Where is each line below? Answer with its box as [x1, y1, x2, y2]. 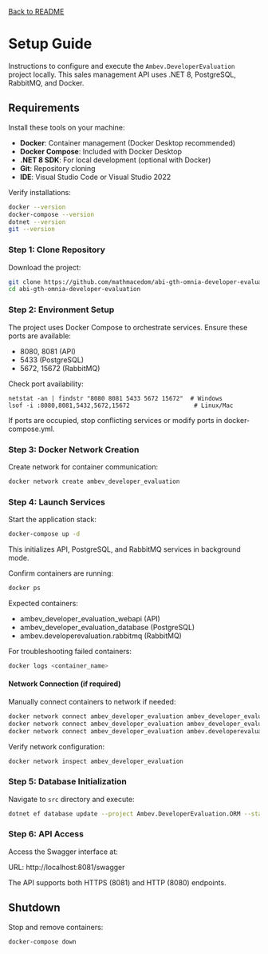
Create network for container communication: [8, 461, 159, 471]
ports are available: [8, 331, 72, 341]
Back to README [8, 7, 65, 16]
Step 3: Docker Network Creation [8, 444, 140, 455]
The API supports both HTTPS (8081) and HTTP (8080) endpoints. [8, 877, 227, 887]
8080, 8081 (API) [19, 346, 76, 356]
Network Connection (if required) [8, 679, 121, 689]
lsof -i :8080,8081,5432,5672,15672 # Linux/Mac [8, 401, 234, 409]
